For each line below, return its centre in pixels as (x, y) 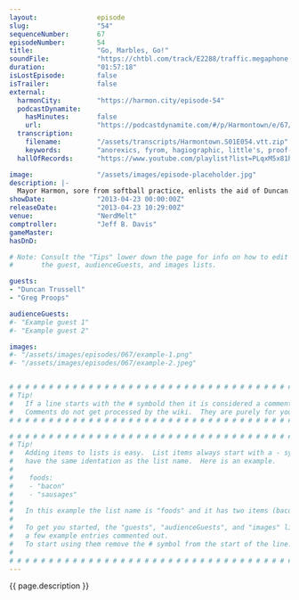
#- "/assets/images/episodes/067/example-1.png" (101, 355)
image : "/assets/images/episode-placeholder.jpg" (133, 175)
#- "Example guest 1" (49, 322)
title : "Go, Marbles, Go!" (89, 51)
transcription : (45, 134)
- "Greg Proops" (39, 298)
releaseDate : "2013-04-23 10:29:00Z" (97, 208)
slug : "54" (61, 26)
